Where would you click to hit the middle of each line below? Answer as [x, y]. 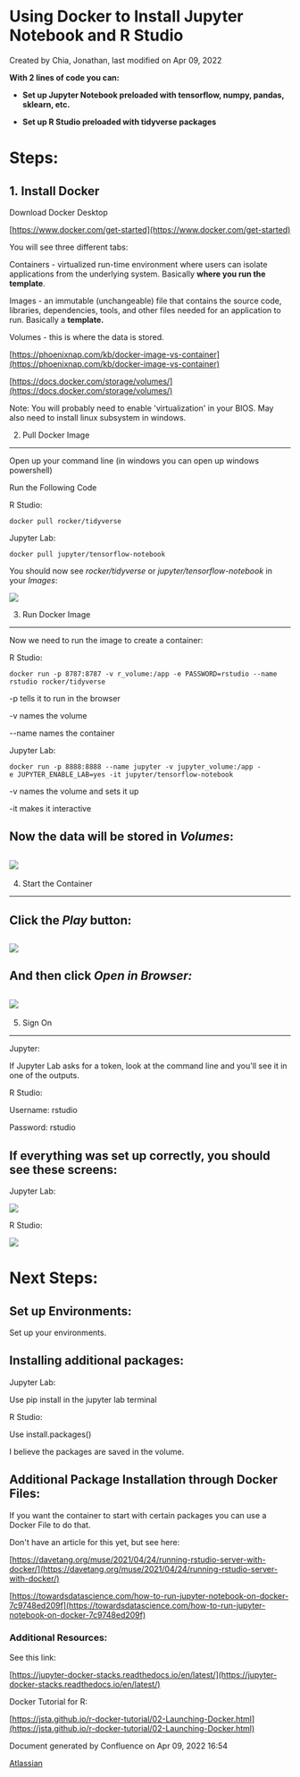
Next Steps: [54, 1278]
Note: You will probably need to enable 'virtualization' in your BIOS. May [142, 408]
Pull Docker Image [56, 435]
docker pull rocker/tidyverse [66, 521]
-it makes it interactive [50, 808]
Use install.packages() [50, 1434]
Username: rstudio [43, 1110]
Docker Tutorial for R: [48, 1701]
